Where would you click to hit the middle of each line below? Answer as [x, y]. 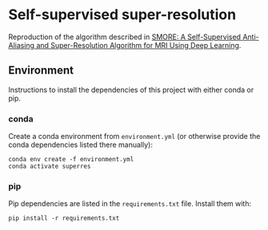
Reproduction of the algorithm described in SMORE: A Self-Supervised [125, 37]
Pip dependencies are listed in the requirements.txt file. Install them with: [130, 204]
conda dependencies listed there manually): [81, 145]
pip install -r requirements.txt [64, 218]
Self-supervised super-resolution [122, 15]
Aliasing [21, 45]
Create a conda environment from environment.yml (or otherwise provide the [134, 137]
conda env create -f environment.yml [71, 160]
